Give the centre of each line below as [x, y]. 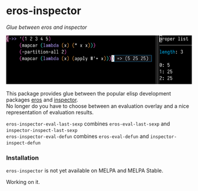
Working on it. [23, 182]
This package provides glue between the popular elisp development [89, 94]
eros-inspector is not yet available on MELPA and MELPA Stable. [85, 171]
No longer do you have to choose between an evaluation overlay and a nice [98, 106]
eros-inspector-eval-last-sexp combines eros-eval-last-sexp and [88, 124]
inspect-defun [24, 143]
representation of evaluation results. [50, 113]
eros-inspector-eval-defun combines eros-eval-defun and [77, 136]
